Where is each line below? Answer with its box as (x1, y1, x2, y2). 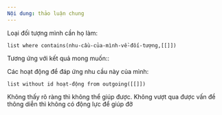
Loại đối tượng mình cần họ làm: (7, 29, 98, 37)
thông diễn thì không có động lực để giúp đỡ (7, 100, 133, 108)
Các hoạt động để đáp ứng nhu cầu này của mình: (7, 67, 149, 75)
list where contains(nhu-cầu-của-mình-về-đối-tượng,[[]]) (7, 42, 177, 49)
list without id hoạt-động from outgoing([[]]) (7, 80, 146, 88)
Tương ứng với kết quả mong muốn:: (7, 54, 110, 62)
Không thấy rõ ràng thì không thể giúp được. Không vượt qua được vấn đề (7, 92, 216, 101)
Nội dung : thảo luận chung (7, 10, 85, 17)
